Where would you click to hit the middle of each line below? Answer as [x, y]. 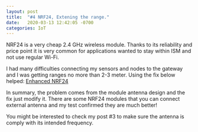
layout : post [22, 11]
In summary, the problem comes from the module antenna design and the [95, 93]
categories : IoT [26, 28]
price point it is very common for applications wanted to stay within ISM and [99, 51]
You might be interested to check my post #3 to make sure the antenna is [95, 117]
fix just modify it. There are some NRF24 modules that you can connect [93, 99]
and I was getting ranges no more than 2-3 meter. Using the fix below [91, 75]
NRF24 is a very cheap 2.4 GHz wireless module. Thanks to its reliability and [99, 45]
